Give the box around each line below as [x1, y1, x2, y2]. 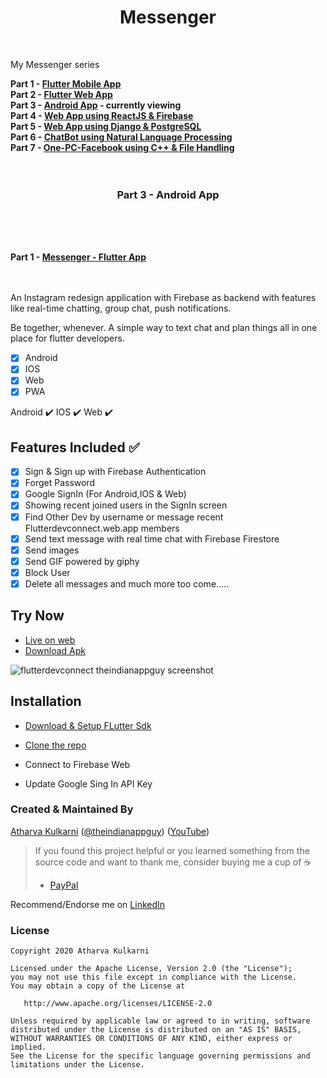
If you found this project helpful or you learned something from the [34, 844, 310, 856]
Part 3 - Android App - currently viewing [10, 99, 182, 111]
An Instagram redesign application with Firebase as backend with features [10, 292, 317, 304]
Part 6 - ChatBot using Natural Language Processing [10, 131, 233, 143]
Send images [24, 544, 80, 556]
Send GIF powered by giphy [24, 555, 140, 567]
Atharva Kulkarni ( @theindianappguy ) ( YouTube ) [10, 825, 210, 837]
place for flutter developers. [10, 332, 125, 345]
